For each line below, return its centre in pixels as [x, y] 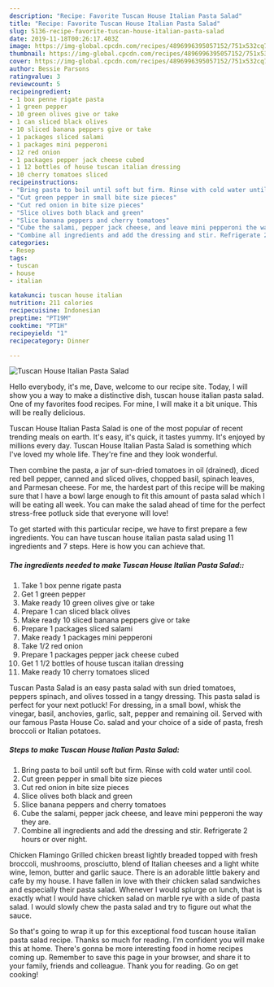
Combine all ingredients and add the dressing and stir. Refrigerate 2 [134, 831]
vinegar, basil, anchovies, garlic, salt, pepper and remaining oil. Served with [136, 714]
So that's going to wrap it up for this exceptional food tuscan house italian [133, 932]
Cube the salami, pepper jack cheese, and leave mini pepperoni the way [142, 814]
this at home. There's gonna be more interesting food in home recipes [126, 949]
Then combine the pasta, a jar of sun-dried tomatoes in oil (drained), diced [134, 470]
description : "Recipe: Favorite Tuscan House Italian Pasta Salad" [126, 16]
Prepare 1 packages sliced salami [77, 629]
